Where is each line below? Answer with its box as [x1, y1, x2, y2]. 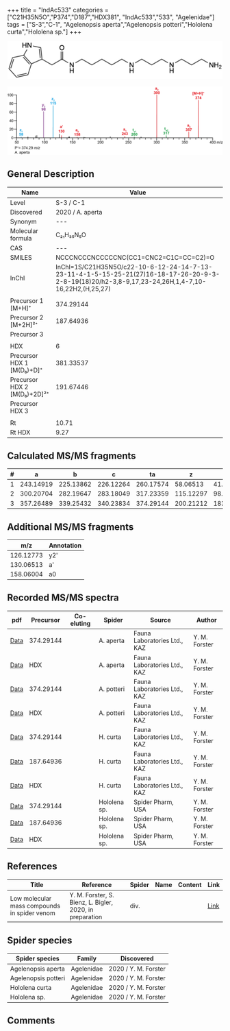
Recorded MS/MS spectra [7, 592, 120, 604]
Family [77, 954, 97, 962]
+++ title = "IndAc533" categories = [7, 6, 109, 14]
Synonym [10, 217, 37, 226]
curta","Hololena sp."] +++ [7, 27, 82, 36]
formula [10, 234, 32, 243]
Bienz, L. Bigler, [69, 898, 114, 906]
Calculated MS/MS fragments [7, 450, 136, 462]
